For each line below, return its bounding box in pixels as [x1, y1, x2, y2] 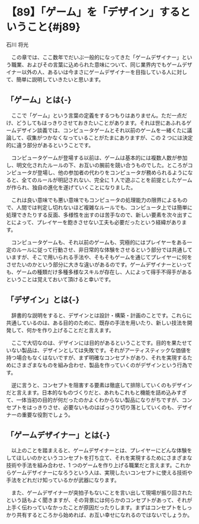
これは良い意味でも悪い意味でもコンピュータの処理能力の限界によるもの [11, 196, 188, 204]
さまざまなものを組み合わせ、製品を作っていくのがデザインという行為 [16, 361, 188, 369]
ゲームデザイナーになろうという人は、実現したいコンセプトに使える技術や [11, 469, 192, 477]
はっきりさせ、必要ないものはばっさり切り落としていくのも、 [26, 404, 178, 411]
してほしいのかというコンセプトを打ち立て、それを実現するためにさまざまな [6, 455, 192, 462]
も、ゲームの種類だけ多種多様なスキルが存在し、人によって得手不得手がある [6, 268, 192, 275]
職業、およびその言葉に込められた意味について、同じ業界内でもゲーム [11, 61, 182, 68]
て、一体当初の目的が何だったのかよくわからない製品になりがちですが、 [6, 396, 182, 404]
